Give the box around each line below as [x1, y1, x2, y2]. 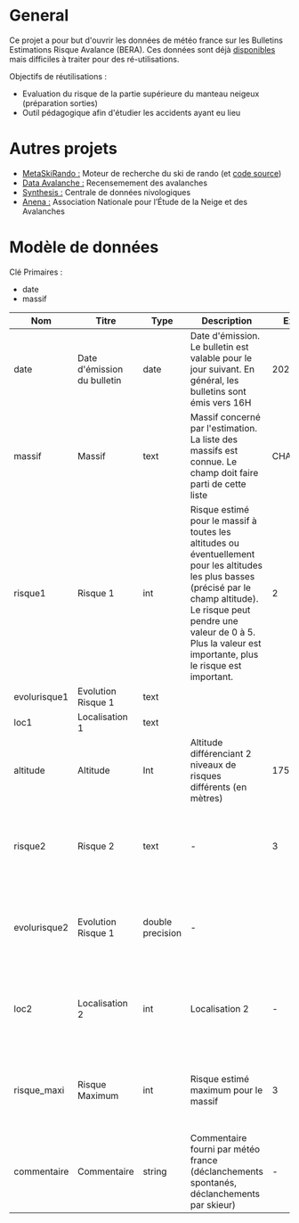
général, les [190, 373, 239, 386]
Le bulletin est [190, 341, 249, 353]
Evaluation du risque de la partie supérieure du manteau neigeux [21, 88, 260, 99]
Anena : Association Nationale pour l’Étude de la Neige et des [21, 196, 247, 207]
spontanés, [190, 1176, 238, 1188]
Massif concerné [190, 411, 261, 423]
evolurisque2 [13, 921, 69, 933]
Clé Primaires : [9, 267, 63, 277]
